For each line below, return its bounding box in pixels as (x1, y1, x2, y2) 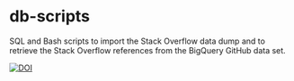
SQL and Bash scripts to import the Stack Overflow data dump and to (9, 36, 265, 46)
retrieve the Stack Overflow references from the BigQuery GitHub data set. (9, 45, 286, 55)
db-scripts (9, 6, 91, 27)
